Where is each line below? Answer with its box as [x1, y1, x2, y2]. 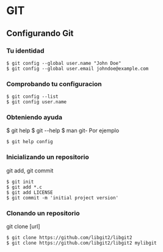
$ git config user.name [6, 99, 67, 105]
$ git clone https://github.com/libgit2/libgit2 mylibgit [6, 240, 157, 246]
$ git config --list [6, 94, 59, 100]
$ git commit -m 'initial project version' [6, 195, 119, 201]
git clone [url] [6, 223, 41, 230]
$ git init [6, 179, 34, 185]
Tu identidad [6, 46, 45, 55]
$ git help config [6, 139, 53, 145]
